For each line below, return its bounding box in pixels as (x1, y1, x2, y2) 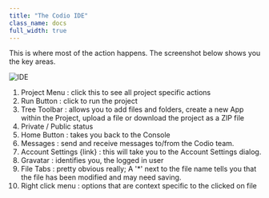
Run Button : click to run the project (20, 97, 139, 106)
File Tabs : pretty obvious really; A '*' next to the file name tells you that (20, 164, 257, 174)
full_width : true (9, 26, 67, 34)
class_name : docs (9, 19, 67, 27)
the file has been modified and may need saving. (20, 172, 182, 182)
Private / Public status (20, 121, 94, 132)
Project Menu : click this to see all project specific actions (20, 88, 211, 97)
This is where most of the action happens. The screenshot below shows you (9, 49, 261, 58)
